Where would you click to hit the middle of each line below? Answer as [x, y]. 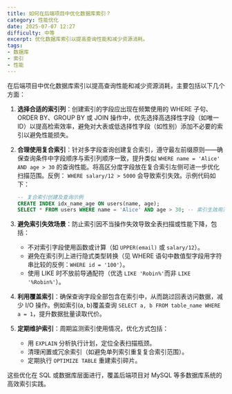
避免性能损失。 [51, 135]
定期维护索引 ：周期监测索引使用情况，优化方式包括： [93, 328]
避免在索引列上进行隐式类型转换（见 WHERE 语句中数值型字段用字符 [125, 256]
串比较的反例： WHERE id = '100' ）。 [78, 265]
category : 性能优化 [33, 20]
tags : [15, 46]
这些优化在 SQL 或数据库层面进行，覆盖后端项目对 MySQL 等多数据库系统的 [115, 375]
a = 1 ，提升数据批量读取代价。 [61, 314]
